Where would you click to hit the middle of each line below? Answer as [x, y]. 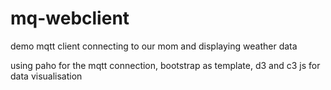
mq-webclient [70, 18]
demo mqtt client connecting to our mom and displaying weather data [154, 46]
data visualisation [46, 76]
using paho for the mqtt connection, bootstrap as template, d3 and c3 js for [165, 65]
